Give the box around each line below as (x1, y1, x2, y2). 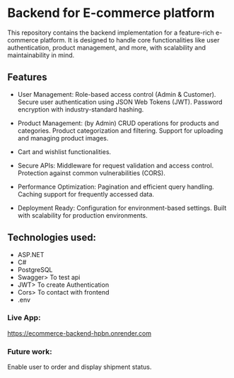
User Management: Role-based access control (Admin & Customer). (17, 90, 216, 98)
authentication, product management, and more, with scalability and (7, 43, 206, 52)
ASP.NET (17, 250, 45, 259)
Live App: (7, 313, 41, 323)
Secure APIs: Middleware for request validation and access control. (17, 161, 214, 170)
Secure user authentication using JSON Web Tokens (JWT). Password (17, 98, 223, 106)
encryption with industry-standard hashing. (17, 105, 144, 114)
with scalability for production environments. (17, 211, 148, 220)
